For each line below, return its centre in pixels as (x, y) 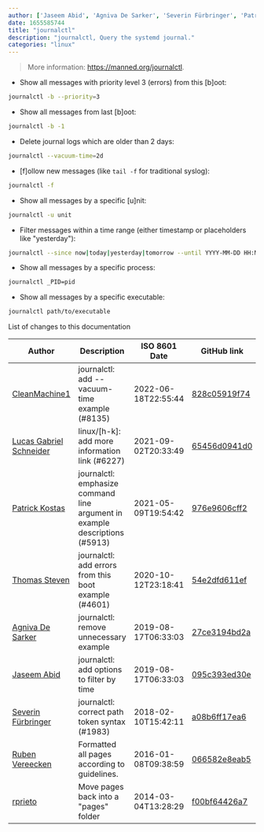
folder (89, 816)
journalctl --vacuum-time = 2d (56, 156)
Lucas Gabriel (38, 441)
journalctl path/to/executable (59, 312)
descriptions (101, 533)
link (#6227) (101, 461)
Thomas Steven (41, 580)
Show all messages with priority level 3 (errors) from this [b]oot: (123, 83)
